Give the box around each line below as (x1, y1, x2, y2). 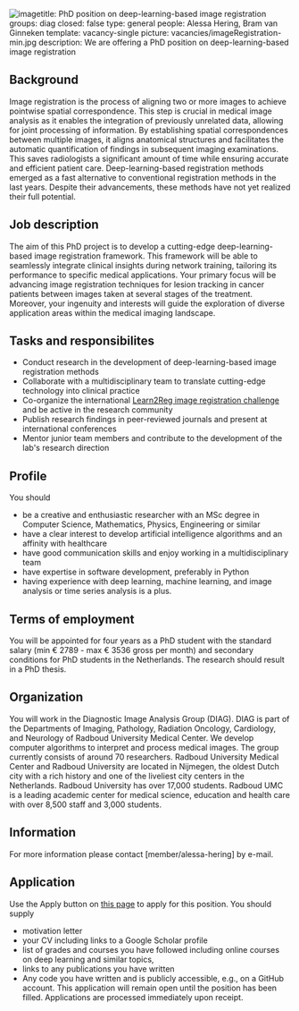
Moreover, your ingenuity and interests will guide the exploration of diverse (9, 298, 286, 309)
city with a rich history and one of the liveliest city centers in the (9, 770, 245, 781)
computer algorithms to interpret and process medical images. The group (9, 742, 279, 752)
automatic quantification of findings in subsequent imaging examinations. (9, 143, 279, 154)
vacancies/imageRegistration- (170, 28, 282, 38)
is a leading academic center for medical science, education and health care (9, 789, 290, 800)
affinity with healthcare (21, 538, 107, 549)
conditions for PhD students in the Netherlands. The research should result (9, 654, 286, 666)
